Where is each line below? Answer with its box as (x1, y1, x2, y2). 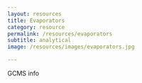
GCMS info (7, 69, 40, 77)
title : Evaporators (7, 17, 65, 24)
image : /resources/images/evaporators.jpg (7, 43, 135, 50)
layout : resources (7, 10, 62, 18)
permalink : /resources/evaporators (7, 30, 113, 38)
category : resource (7, 23, 65, 31)
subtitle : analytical (7, 37, 72, 44)
